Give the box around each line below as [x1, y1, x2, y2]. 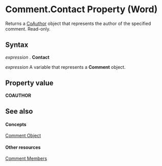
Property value [5, 79, 53, 88]
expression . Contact [5, 54, 50, 60]
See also [5, 107, 33, 116]
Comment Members [5, 155, 47, 161]
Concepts [5, 121, 26, 127]
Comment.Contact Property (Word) [5, 4, 158, 15]
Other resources [5, 144, 41, 150]
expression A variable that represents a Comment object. [5, 64, 126, 70]
